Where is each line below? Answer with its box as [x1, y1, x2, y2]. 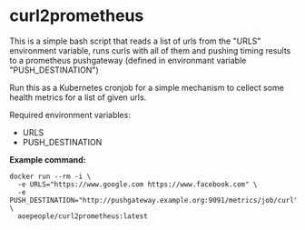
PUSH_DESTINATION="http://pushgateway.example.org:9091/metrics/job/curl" [9, 195, 299, 205]
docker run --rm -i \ [9, 172, 92, 181]
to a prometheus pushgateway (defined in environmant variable [9, 55, 247, 65]
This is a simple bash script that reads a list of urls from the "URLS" [9, 35, 261, 46]
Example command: [9, 154, 86, 165]
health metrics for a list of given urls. [9, 92, 147, 103]
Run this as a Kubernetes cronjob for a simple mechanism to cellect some [9, 82, 284, 93]
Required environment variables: [9, 109, 132, 120]
